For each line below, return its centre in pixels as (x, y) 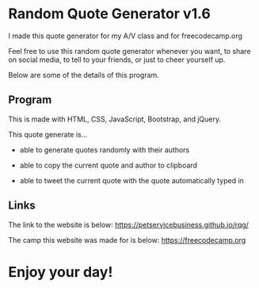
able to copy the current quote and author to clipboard (109, 165)
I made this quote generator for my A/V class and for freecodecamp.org (126, 36)
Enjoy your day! (61, 272)
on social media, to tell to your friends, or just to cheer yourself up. (117, 60)
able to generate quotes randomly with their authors (105, 150)
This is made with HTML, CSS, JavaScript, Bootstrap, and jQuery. (115, 119)
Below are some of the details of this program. (84, 75)
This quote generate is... (48, 134)
